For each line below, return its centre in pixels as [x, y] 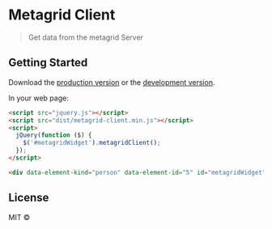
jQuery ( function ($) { [54, 135]
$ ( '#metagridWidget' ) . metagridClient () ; [92, 143]
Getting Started [48, 63]
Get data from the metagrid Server [86, 37]
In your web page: [38, 98]
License [29, 198]
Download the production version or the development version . [112, 82]
